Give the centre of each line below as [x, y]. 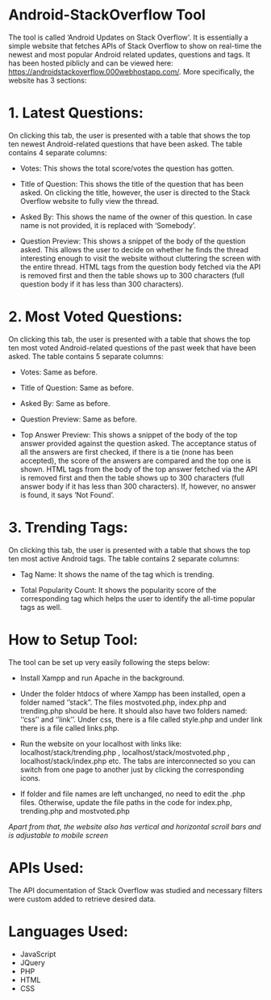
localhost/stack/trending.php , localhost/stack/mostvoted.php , [125, 752]
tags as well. [41, 607]
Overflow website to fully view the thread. [90, 201]
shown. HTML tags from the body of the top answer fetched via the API [139, 469]
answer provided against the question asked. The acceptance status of [138, 443]
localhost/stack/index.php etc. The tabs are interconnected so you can [138, 761]
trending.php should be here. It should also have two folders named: [133, 710]
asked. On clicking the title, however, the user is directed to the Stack [135, 193]
